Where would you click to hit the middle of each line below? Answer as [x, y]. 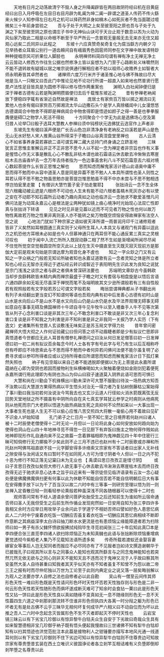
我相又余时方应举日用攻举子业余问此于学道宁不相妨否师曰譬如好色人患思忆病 [82, 509]
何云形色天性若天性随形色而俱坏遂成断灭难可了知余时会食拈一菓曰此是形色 [80, 588]
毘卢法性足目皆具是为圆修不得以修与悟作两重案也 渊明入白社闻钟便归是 [81, 87]
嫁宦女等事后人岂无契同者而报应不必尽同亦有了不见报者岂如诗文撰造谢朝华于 [82, 546]
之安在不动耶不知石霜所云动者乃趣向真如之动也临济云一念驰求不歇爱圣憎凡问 [82, 197]
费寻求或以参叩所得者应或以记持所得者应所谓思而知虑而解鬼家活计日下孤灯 [80, 356]
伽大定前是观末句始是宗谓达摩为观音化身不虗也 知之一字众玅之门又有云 [81, 252]
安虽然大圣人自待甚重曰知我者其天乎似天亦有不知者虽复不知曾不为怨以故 [78, 564]
